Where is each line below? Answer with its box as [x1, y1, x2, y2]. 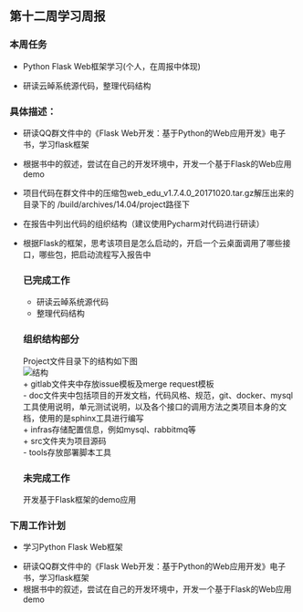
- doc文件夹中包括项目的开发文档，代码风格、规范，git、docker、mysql [22, 389, 294, 400]
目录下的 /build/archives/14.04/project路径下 [22, 199, 190, 210]
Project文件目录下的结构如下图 [22, 355, 139, 367]
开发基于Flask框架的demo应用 [22, 493, 137, 504]
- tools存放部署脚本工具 [22, 446, 112, 458]
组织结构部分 [22, 333, 79, 346]
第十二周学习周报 [9, 8, 106, 25]
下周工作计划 [9, 519, 67, 532]
